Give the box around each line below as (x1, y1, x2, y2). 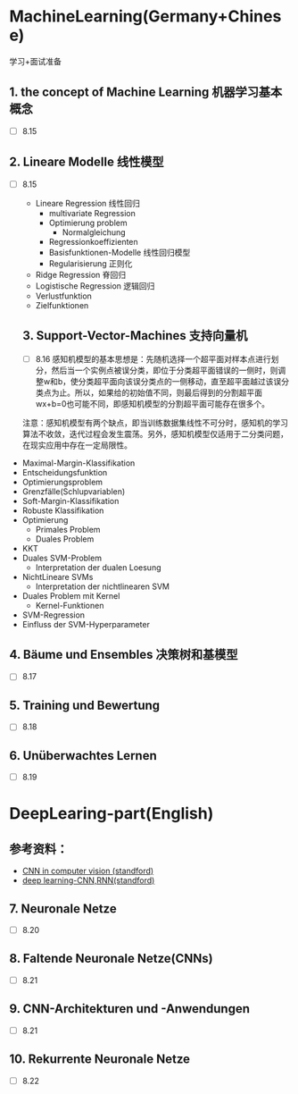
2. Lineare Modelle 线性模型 (9, 155, 164, 170)
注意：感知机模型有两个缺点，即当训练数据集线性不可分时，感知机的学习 (21, 417, 288, 428)
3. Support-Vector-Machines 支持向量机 (21, 328, 248, 343)
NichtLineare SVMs (21, 571, 94, 582)
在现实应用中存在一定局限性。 (21, 440, 132, 450)
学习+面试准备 (9, 55, 62, 66)
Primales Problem (35, 524, 101, 534)
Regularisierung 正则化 (48, 257, 133, 269)
